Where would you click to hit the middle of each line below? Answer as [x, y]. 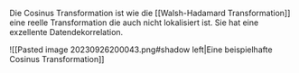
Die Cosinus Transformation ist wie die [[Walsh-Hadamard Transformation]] [150, 13]
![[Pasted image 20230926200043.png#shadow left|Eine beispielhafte [141, 50]
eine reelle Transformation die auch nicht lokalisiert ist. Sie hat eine [134, 23]
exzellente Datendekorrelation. [66, 32]
